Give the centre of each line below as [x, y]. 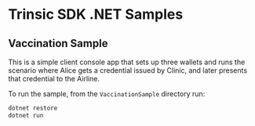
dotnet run [26, 115]
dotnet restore [33, 108]
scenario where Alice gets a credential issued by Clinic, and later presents [128, 70]
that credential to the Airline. [54, 79]
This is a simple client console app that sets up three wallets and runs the [127, 62]
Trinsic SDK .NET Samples [96, 14]
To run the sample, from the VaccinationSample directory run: [107, 94]
